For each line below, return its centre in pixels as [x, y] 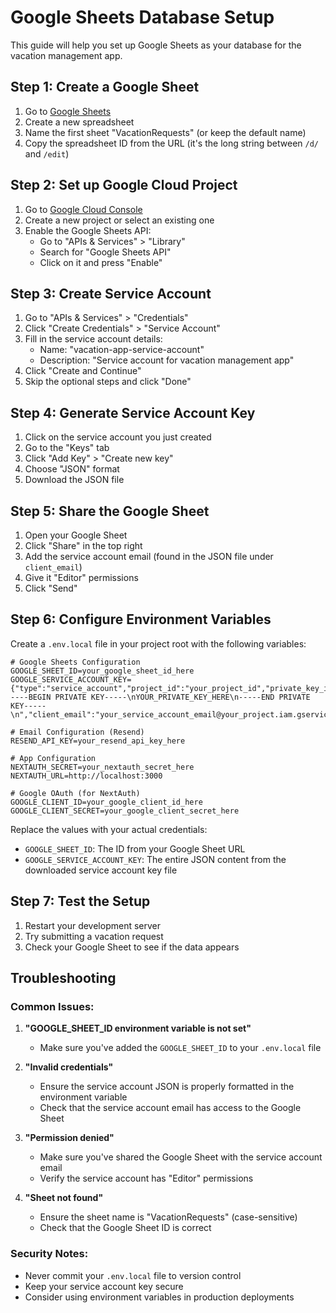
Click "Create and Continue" [83, 371]
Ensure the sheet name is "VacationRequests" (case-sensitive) [168, 1217]
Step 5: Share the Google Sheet [110, 511]
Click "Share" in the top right [83, 545]
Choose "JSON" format [72, 469]
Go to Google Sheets [68, 111]
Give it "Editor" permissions [81, 577]
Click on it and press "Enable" [101, 262]
